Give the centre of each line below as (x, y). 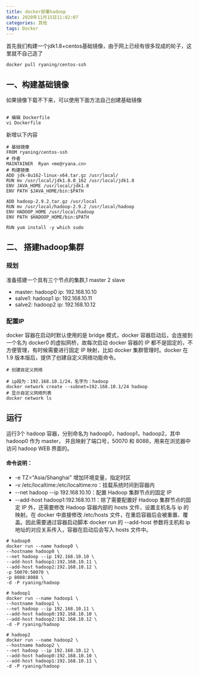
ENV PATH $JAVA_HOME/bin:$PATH (45, 191)
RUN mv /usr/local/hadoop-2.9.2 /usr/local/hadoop (70, 207)
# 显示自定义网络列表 (29, 393)
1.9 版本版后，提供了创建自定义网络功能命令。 (63, 358)
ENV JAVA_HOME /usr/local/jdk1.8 (48, 186)
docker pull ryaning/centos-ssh (46, 65)
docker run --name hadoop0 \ (42, 546)
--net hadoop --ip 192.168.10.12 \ (50, 651)
